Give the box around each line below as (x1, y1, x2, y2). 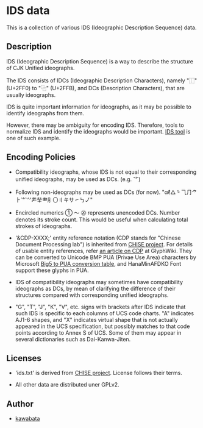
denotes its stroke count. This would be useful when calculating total (15, 216, 188, 223)
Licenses (6, 353, 41, 363)
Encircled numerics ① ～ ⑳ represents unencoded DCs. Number (15, 209, 180, 216)
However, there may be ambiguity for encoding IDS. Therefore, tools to (6, 121, 184, 129)
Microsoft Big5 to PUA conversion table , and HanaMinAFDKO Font (15, 260, 182, 267)
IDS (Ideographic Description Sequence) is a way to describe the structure (6, 57, 194, 65)
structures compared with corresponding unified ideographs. (15, 291, 169, 299)
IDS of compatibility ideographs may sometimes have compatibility (15, 278, 183, 285)
